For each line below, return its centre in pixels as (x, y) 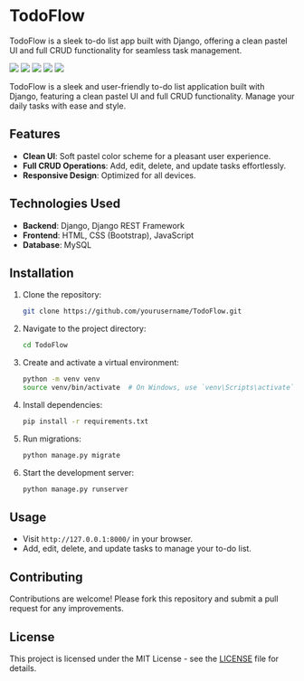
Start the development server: (78, 472)
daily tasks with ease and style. (68, 106)
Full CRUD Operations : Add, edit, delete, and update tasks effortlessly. (154, 166)
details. (23, 668)
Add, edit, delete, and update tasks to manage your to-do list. (137, 549)
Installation (42, 273)
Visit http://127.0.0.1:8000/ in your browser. (107, 539)
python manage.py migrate (71, 455)
